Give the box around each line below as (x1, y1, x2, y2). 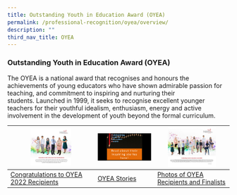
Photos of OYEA (157, 170, 204, 179)
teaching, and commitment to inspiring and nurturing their (7, 89, 176, 97)
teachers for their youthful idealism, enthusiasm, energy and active (7, 103, 202, 112)
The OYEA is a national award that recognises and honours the (7, 74, 190, 82)
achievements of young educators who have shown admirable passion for (7, 81, 222, 89)
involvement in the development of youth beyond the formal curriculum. (7, 111, 216, 120)
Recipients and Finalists (157, 178, 226, 187)
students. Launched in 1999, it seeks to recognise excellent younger (7, 96, 205, 105)
